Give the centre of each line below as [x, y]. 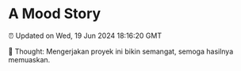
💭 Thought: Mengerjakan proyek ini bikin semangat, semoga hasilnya [121, 51]
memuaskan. [29, 59]
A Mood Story [55, 14]
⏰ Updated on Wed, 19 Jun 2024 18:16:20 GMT [85, 35]
